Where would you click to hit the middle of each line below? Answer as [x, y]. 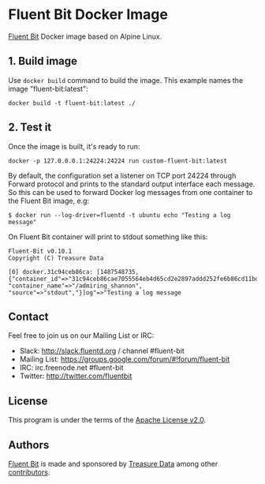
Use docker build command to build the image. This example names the [126, 80]
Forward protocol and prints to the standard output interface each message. [132, 184]
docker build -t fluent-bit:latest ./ [72, 103]
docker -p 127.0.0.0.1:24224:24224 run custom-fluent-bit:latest [118, 161]
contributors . [29, 472]
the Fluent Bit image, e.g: [49, 201]
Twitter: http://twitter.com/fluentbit [76, 376]
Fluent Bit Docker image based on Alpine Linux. [85, 36]
